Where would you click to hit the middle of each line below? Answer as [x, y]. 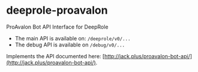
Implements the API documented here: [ [55, 56]
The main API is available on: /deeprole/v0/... [73, 38]
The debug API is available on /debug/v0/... [70, 45]
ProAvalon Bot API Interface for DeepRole [57, 27]
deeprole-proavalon [57, 10]
